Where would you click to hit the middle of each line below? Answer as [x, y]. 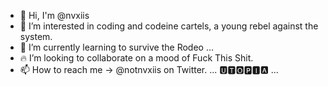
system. [36, 36]
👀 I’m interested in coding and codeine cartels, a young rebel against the [169, 26]
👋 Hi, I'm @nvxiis [54, 15]
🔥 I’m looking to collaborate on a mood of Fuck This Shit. [136, 58]
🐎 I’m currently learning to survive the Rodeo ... [117, 47]
